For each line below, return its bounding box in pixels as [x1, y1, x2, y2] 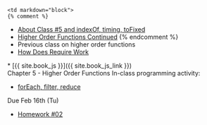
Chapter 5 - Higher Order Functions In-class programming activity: [7, 69, 201, 77]
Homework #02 [17, 110, 63, 118]
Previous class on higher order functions [17, 40, 136, 49]
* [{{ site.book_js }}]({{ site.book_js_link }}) [7, 61, 132, 70]
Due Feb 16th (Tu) [7, 96, 59, 105]
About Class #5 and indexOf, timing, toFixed [17, 25, 146, 33]
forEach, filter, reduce [17, 83, 81, 91]
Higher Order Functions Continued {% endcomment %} [17, 32, 179, 41]
